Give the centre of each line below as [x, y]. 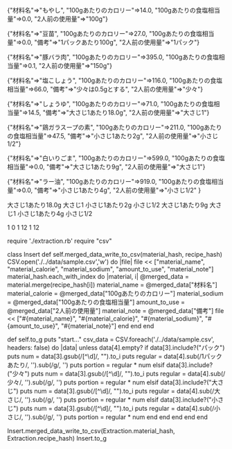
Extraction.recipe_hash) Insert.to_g [57, 438]
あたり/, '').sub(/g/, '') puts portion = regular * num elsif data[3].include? [110, 365]
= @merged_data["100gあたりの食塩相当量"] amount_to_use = [96, 302]
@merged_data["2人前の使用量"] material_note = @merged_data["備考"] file [116, 311]
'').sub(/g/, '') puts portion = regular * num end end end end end [116, 417]
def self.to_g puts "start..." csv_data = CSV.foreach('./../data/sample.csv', [111, 339]
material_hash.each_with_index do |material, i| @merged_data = [98, 277]
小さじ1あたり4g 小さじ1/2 [55, 213]
